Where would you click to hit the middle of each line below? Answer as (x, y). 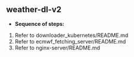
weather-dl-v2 (34, 10)
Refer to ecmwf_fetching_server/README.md (70, 41)
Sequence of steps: (39, 24)
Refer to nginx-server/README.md (57, 48)
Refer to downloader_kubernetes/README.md (71, 35)
